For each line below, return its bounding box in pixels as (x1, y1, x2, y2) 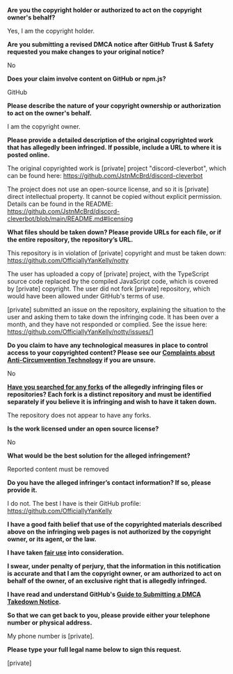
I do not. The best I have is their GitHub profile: (7, 499, 141, 507)
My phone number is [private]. (7, 632, 95, 640)
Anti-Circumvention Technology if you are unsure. (7, 356, 156, 364)
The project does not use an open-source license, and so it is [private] (7, 185, 209, 193)
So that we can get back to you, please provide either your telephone (7, 611, 211, 619)
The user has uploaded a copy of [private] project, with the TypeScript (7, 270, 209, 278)
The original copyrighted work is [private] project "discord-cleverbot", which (7, 164, 227, 172)
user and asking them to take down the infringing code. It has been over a (7, 313, 219, 321)
